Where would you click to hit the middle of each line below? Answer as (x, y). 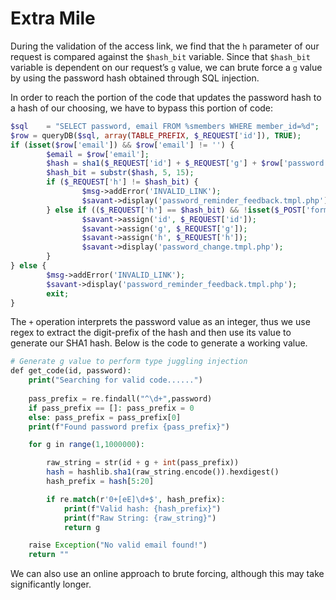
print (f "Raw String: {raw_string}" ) (140, 518)
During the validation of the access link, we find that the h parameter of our (165, 46)
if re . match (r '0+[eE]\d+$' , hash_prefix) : (136, 499)
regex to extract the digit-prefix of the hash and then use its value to (151, 333)
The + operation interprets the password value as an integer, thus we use (160, 322)
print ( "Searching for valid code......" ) (115, 380)
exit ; (58, 293)
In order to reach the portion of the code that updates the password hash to (166, 97)
